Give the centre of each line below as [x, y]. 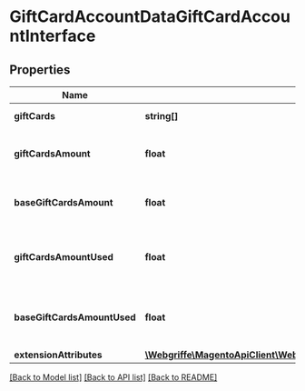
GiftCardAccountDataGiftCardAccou [150, 17]
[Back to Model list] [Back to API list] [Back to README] [113, 377]
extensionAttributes [58, 355]
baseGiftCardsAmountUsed [75, 317]
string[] [162, 116]
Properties [40, 70]
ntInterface [53, 36]
